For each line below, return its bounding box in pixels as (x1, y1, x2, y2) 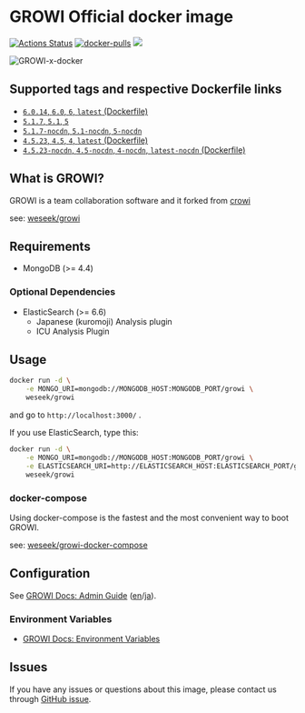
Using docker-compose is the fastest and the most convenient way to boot (9, 512, 289, 523)
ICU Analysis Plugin (35, 326, 111, 336)
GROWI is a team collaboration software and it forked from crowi (9, 195, 251, 206)
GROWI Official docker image (9, 6, 234, 27)
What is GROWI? (9, 171, 104, 186)
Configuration (9, 566, 91, 581)
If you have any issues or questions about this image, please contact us (9, 684, 277, 695)
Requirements (9, 238, 91, 254)
